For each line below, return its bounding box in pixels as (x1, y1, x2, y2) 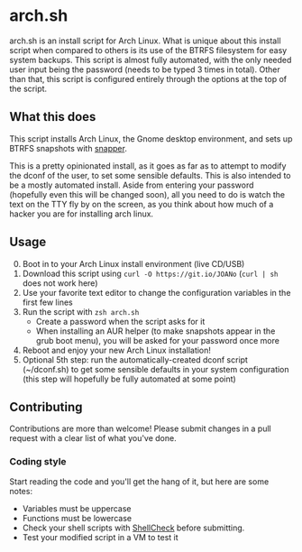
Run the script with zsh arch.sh (22, 306, 140, 317)
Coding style (9, 455, 67, 468)
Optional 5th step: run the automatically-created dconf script (22, 354, 248, 365)
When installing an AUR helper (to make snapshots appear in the (35, 326, 276, 336)
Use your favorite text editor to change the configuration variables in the (22, 287, 291, 298)
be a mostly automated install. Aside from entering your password (9, 179, 254, 190)
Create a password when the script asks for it (35, 316, 206, 327)
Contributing (9, 399, 83, 415)
